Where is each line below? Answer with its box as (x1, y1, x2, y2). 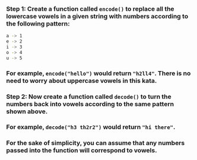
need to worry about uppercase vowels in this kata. (6, 76, 157, 85)
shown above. (6, 107, 48, 116)
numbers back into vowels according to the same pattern (6, 100, 174, 108)
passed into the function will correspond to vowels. (6, 146, 157, 155)
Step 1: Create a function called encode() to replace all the (6, 5, 174, 13)
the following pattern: (6, 20, 70, 28)
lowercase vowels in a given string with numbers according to (6, 12, 189, 20)
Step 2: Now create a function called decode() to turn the (6, 92, 171, 101)
